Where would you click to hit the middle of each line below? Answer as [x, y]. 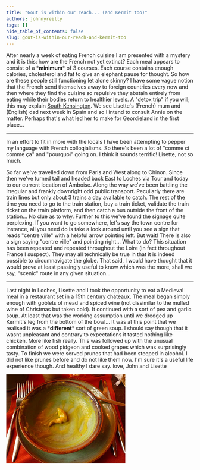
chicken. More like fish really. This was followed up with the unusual [90, 341]
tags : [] [17, 25]
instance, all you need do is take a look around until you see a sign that [93, 229]
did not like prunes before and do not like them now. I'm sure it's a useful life [100, 360]
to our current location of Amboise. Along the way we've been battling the [97, 185]
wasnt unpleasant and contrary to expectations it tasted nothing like [89, 335]
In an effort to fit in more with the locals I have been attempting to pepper [96, 142]
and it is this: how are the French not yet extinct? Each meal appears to [93, 62]
